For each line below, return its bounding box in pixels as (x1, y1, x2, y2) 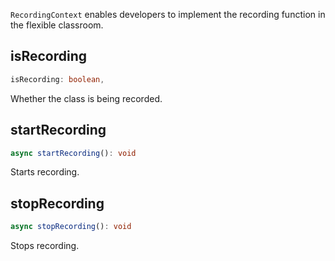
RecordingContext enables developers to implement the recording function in (10, 9, 326, 20)
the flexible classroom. (10, 19, 104, 31)
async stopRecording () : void (10, 222, 132, 232)
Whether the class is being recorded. (10, 92, 163, 104)
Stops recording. (10, 240, 80, 252)
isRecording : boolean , (10, 74, 105, 84)
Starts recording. (10, 166, 80, 178)
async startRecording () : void (10, 148, 137, 158)
